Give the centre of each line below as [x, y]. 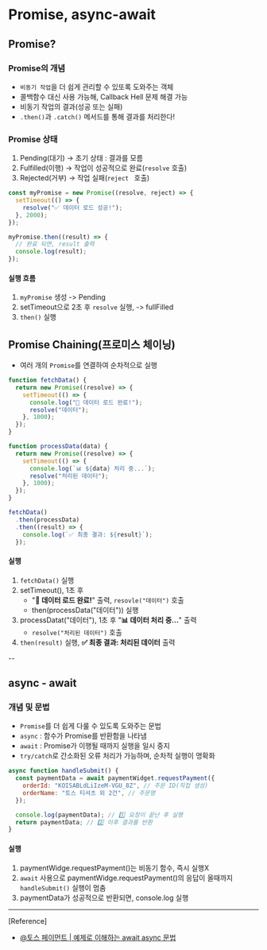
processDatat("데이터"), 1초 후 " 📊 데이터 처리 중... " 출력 [108, 620]
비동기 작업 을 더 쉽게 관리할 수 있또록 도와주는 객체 [97, 87]
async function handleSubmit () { [64, 771]
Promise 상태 [33, 139]
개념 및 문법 [29, 707]
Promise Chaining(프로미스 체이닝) [92, 345]
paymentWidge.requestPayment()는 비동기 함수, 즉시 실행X [114, 867]
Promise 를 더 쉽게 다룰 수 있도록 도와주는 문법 [90, 726]
